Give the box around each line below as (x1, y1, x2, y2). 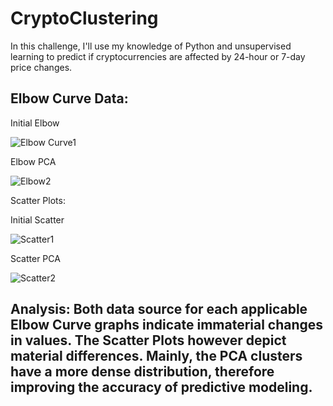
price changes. (10, 61, 73, 73)
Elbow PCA (10, 155, 57, 167)
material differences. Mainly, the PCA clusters (10, 348, 303, 365)
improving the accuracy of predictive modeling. (10, 379, 313, 396)
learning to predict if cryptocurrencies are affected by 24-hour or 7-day (10, 50, 306, 62)
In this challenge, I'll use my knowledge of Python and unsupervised (10, 40, 292, 52)
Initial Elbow (10, 117, 60, 129)
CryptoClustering (10, 7, 159, 30)
